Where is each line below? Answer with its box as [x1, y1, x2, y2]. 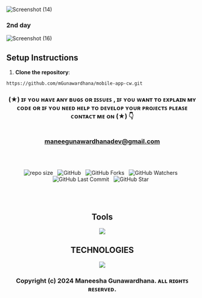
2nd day [6, 21, 32, 29]
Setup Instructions [6, 52, 78, 63]
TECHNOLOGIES [71, 245, 134, 255]
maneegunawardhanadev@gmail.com [44, 137, 160, 146]
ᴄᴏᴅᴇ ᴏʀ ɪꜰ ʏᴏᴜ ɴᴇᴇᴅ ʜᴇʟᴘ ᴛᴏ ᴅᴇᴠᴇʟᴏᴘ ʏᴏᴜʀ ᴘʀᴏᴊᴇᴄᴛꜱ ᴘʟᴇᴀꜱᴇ [16, 104, 188, 112]
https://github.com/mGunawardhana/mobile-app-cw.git [6, 80, 143, 87]
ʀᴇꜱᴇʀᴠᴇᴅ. [88, 285, 117, 293]
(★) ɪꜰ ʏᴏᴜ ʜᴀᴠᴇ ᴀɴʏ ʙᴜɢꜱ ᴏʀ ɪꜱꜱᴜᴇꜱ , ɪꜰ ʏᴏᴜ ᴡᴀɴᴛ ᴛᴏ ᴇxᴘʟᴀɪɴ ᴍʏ [8, 95, 197, 104]
